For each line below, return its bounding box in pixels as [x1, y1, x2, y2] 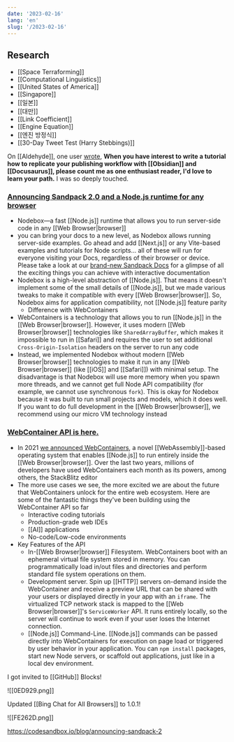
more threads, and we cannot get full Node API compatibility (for [17, 380, 204, 388]
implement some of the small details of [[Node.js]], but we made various [17, 283, 226, 292]
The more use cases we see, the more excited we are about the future [17, 480, 220, 489]
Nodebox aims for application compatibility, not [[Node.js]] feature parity [17, 298, 227, 307]
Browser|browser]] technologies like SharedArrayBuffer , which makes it [17, 328, 224, 337]
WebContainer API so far [17, 503, 89, 511]
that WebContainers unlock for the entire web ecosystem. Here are [17, 488, 211, 496]
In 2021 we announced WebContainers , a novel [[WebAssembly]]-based [17, 443, 226, 451]
